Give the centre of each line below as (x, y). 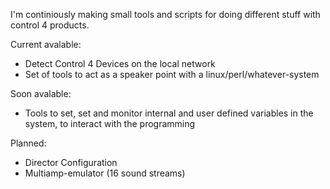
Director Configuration (71, 162)
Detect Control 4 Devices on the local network (120, 63)
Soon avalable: (41, 93)
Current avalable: (46, 44)
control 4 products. (50, 25)
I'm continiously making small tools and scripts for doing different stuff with (165, 14)
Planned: (28, 143)
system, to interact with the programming (110, 123)
